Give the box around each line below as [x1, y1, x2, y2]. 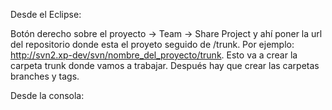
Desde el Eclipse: [10, 9, 82, 20]
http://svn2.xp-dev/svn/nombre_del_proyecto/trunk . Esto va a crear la [10, 49, 298, 61]
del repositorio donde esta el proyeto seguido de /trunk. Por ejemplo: [10, 39, 295, 50]
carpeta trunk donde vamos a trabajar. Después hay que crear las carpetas [10, 60, 320, 71]
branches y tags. [10, 70, 80, 82]
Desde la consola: [10, 90, 85, 101]
